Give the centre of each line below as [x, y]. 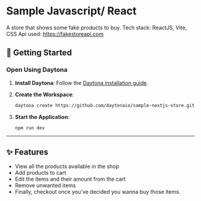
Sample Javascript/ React [71, 11]
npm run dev [30, 128]
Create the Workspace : [44, 95]
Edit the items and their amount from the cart [70, 179]
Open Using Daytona [37, 70]
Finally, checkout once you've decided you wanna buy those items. [98, 192]
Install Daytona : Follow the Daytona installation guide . [81, 83]
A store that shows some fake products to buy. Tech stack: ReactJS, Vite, [97, 28]
